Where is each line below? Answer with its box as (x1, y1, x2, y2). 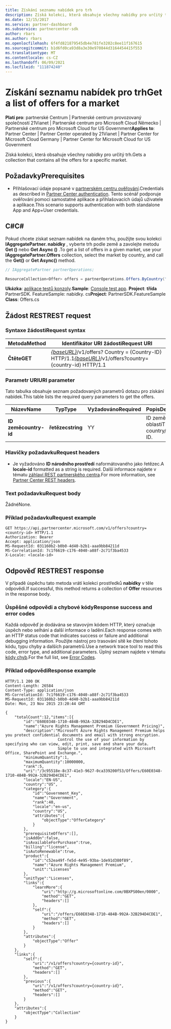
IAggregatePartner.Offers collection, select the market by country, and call (5, 252, 164, 258)
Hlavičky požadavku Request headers (5, 449, 100, 456)
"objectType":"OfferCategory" (41, 817, 106, 823)
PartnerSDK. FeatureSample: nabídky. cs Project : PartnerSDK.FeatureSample (5, 291, 166, 297)
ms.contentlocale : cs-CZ (5, 55, 58, 60)
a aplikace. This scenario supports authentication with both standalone (12, 202, 160, 208)
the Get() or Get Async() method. (5, 257, 76, 264)
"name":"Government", (32, 795, 79, 800)
